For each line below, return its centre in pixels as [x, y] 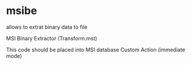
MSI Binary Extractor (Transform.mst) [52, 38]
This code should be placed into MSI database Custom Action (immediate [96, 49]
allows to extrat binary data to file [47, 27]
